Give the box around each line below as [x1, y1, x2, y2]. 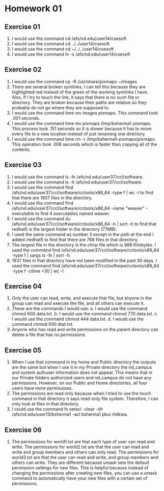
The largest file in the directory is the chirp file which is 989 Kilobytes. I [11, 242, 156, 247]
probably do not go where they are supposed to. [11, 104, 110, 111]
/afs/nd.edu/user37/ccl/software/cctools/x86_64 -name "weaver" [11, 205, 145, 211]
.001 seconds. [11, 115, 40, 121]
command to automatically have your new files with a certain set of [11, 475, 148, 481]
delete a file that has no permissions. [11, 332, 86, 338]
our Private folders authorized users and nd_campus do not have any [11, 375, 152, 381]
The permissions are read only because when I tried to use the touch [11, 391, 152, 397]
